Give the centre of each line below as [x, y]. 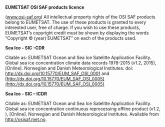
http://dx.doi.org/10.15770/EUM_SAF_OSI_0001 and [57, 73]
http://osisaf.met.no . [26, 119]
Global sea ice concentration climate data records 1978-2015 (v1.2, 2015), [81, 63]
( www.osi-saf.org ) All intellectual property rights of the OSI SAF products [80, 17]
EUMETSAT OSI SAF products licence [45, 7]
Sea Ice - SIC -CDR [25, 48]
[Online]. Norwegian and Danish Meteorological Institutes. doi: [69, 68]
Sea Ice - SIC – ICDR [26, 94]
